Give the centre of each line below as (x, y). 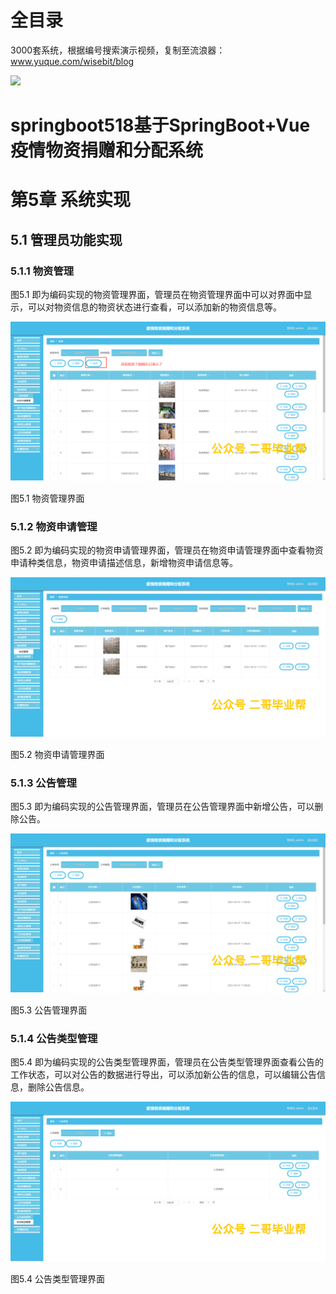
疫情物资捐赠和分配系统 (107, 150)
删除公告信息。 (58, 1087)
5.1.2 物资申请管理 (54, 527)
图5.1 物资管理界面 (47, 498)
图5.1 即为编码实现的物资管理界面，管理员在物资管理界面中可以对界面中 (157, 294)
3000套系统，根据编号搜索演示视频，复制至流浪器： (118, 50)
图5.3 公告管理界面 (49, 1010)
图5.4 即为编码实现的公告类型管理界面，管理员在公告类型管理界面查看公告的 (167, 1062)
